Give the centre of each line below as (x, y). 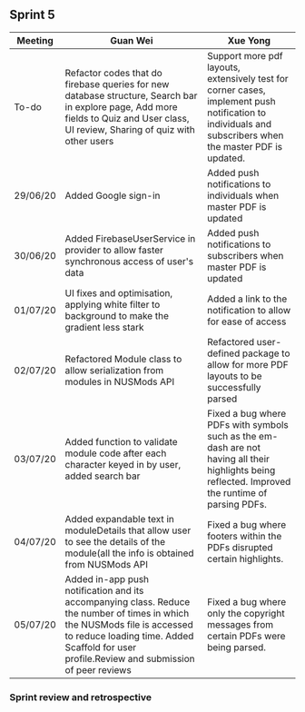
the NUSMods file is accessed (129, 624)
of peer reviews (98, 669)
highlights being (241, 470)
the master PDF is (245, 146)
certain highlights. (246, 559)
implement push (241, 101)
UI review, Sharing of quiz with (130, 129)
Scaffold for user (101, 647)
